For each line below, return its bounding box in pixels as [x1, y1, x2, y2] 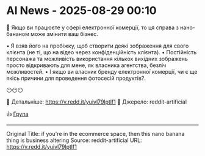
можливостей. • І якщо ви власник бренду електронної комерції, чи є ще [6, 68, 198, 75]
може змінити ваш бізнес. [30, 30, 99, 37]
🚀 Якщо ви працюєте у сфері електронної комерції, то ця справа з [6, 24, 179, 31]
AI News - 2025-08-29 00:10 [6, 4, 157, 18]
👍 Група [6, 110, 29, 118]
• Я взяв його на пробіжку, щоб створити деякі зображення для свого [6, 42, 189, 49]
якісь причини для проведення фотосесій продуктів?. [6, 74, 146, 82]
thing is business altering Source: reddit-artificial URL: [6, 136, 142, 144]
